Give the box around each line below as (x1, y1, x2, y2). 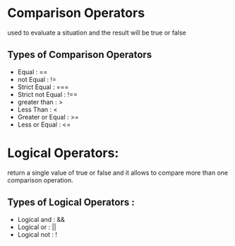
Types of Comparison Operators (7, 49, 152, 61)
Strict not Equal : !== (17, 90, 78, 98)
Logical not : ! (17, 230, 58, 238)
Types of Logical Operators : (7, 197, 135, 209)
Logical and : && (17, 215, 66, 223)
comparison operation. (7, 175, 73, 184)
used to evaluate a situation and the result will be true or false (7, 28, 187, 37)
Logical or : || (17, 223, 56, 231)
